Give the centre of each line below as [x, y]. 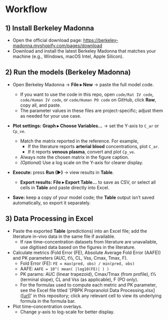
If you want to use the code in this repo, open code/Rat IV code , [87, 94]
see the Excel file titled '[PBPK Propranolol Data [70, 290]
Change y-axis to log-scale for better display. [67, 312]
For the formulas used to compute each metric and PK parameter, [89, 285]
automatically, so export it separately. [52, 203]
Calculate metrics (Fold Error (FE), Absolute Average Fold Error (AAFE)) [87, 253]
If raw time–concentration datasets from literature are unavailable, [89, 241]
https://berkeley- [101, 40]
